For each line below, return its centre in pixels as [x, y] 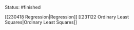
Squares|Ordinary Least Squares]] [41, 22]
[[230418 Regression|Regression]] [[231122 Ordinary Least [67, 17]
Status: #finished [23, 7]
